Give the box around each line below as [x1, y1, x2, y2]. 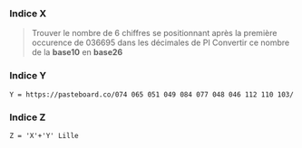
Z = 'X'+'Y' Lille [9, 131, 79, 140]
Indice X [9, 7, 47, 20]
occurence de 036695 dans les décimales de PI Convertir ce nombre [31, 37, 290, 48]
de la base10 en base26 [31, 47, 123, 58]
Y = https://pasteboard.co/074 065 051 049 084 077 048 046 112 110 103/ [9, 89, 295, 99]
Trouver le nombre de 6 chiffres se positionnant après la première [31, 28, 278, 39]
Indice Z [9, 111, 46, 124]
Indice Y [9, 69, 47, 82]
